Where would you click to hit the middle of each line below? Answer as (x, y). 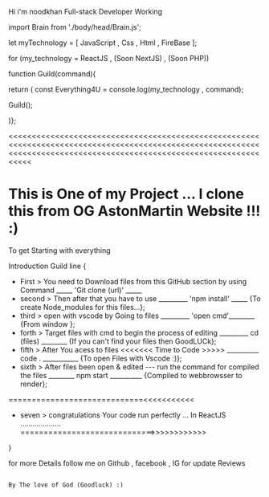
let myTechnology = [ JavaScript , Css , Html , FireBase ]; (103, 43)
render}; (34, 384)
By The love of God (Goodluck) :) (66, 485)
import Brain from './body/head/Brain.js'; (75, 27)
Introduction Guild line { (47, 266)
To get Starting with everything (59, 250)
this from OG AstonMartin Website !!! (134, 211)
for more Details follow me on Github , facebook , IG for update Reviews (127, 463)
